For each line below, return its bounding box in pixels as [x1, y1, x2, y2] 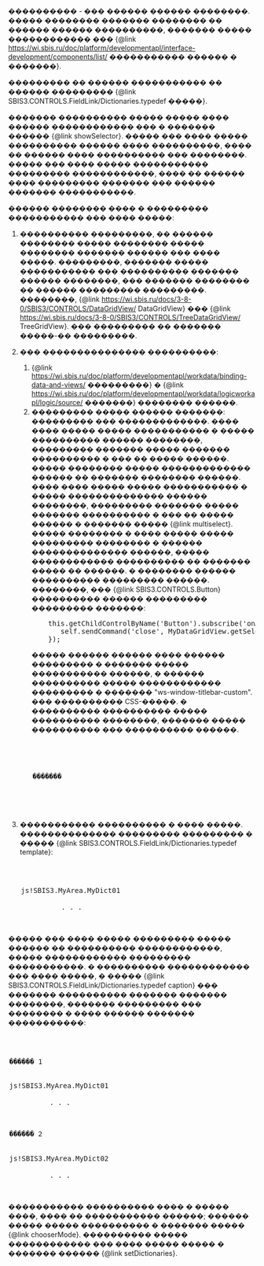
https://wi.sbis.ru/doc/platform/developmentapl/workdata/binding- [31, 371, 247, 380]
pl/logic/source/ [31, 398, 83, 407]
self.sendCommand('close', [60, 627, 165, 636]
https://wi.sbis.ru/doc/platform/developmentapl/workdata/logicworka [31, 389, 255, 398]
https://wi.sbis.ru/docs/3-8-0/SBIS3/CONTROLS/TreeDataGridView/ [19, 313, 241, 322]
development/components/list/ [8, 52, 108, 61]
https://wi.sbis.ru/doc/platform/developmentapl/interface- [8, 43, 196, 53]
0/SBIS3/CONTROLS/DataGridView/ [19, 304, 137, 313]
